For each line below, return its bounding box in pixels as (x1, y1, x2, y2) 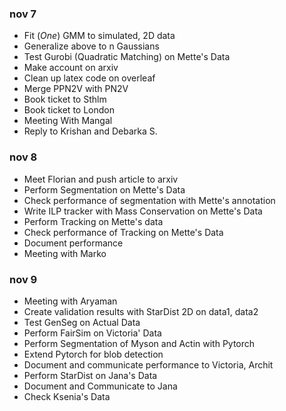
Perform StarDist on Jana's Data (23, 369, 158, 381)
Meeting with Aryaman (23, 295, 118, 307)
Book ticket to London (23, 104, 115, 116)
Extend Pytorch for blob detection (23, 348, 164, 360)
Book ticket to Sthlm (23, 93, 107, 106)
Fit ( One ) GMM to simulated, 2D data (23, 30, 176, 42)
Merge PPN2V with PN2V (23, 83, 129, 95)
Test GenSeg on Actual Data (23, 316, 141, 328)
